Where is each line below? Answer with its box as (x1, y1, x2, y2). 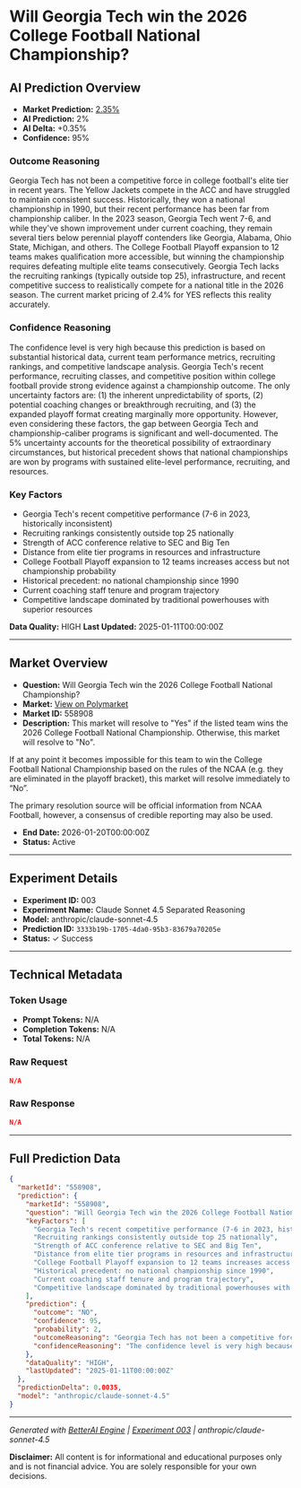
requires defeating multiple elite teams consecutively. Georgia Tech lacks (9, 261, 279, 272)
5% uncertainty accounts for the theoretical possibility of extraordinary (9, 437, 271, 448)
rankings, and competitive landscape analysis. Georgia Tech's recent (9, 361, 264, 371)
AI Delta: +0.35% (21, 123, 87, 134)
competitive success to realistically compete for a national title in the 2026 (9, 280, 284, 291)
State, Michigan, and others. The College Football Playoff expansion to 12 (9, 242, 279, 253)
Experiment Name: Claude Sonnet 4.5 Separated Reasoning (21, 904, 245, 915)
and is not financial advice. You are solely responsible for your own (9, 1460, 257, 1472)
